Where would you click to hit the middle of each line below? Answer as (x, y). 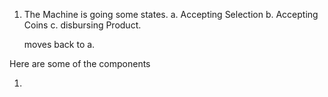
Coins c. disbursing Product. (82, 25)
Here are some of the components (80, 63)
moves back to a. (59, 44)
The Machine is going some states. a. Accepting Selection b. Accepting (171, 14)
